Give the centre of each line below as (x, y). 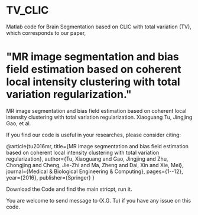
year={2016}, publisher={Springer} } (50, 177)
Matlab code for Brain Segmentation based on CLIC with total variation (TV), (99, 27)
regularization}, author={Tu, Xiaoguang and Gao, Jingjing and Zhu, (87, 159)
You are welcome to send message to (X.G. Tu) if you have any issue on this (98, 200)
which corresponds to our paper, (46, 32)
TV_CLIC (27, 10)
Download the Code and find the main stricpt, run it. (69, 189)
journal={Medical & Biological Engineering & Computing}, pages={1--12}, (95, 171)
